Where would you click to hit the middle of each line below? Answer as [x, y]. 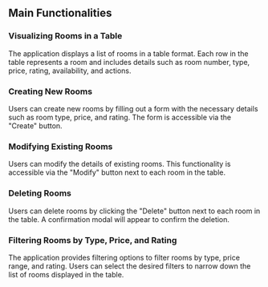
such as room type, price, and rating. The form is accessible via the [120, 117]
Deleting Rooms [40, 193]
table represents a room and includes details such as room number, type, [129, 62]
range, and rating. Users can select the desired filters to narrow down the [130, 266]
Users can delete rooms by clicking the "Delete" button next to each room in [134, 211]
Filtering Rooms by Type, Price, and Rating [93, 240]
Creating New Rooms [51, 91]
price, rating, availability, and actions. [70, 71]
